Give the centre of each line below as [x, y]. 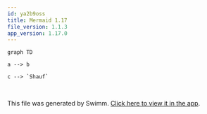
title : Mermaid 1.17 [38, 20]
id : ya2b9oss [26, 14]
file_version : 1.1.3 [38, 27]
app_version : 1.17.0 [38, 33]
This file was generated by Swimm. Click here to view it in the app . [104, 104]
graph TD [20, 52]
